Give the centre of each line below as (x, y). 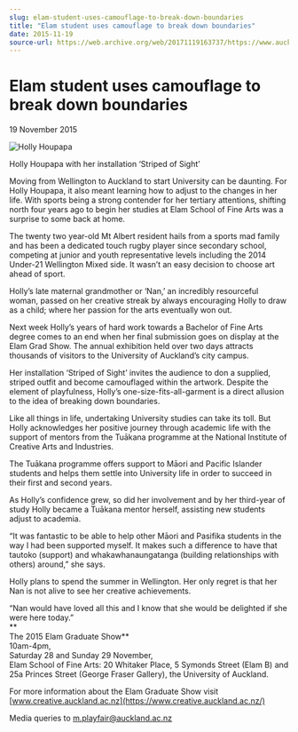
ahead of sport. (37, 274)
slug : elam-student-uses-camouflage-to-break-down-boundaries (126, 17)
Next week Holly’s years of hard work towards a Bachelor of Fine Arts (136, 327)
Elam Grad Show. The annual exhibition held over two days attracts (131, 346)
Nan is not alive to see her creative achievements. (100, 591)
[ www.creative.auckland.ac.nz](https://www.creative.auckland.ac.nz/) (137, 701)
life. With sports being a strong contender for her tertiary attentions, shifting (148, 200)
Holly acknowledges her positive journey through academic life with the (140, 428)
